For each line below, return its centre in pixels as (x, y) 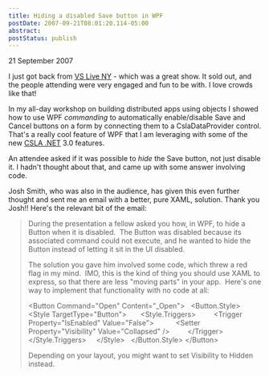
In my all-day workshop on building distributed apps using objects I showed (133, 109)
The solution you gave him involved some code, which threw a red (137, 265)
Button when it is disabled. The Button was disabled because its (135, 232)
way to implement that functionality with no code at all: (118, 290)
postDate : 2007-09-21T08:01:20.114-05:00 (79, 23)
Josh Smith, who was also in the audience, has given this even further (124, 191)
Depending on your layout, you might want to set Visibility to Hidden (141, 356)
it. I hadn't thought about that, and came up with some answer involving (127, 167)
